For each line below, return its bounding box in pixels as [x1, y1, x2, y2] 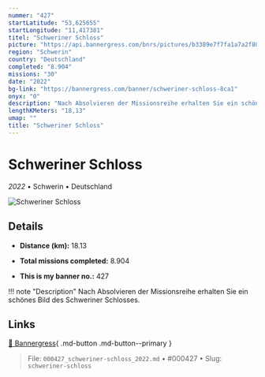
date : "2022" [8, 77, 51, 85]
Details [8, 220, 43, 233]
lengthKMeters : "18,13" [8, 107, 87, 115]
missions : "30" [8, 70, 58, 78]
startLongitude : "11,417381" [8, 26, 104, 34]
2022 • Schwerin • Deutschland [8, 181, 113, 191]
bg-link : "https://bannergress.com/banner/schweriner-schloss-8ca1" [8, 84, 238, 93]
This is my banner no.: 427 [19, 271, 110, 281]
